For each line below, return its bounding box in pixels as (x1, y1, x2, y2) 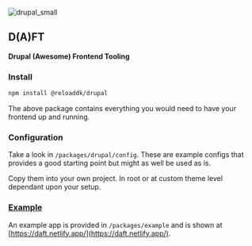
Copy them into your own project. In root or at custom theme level (8, 174, 223, 183)
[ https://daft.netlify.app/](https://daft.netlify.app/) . (8, 229, 171, 238)
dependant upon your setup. (8, 183, 101, 192)
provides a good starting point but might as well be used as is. (8, 159, 212, 168)
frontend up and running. (8, 112, 90, 121)
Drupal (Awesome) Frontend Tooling (8, 52, 130, 61)
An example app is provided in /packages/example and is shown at (8, 220, 223, 229)
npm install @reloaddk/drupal (8, 90, 109, 98)
